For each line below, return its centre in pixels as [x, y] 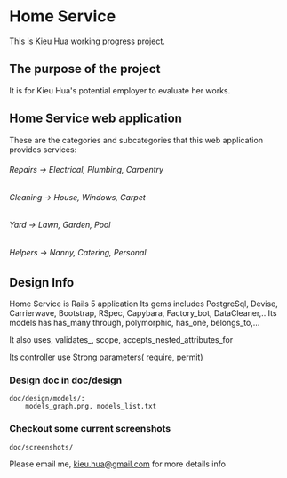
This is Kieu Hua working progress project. [88, 41]
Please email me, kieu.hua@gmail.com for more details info [118, 464]
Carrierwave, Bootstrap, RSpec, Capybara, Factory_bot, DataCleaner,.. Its [143, 313]
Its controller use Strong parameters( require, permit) [106, 357]
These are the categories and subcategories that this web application [136, 140]
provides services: [43, 150]
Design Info [42, 282]
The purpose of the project [85, 69]
